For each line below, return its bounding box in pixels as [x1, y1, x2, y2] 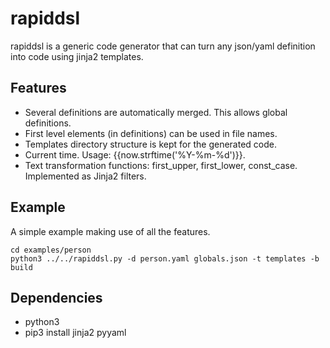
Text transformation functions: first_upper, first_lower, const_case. [24, 159, 298, 171]
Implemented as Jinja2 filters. [24, 170, 147, 182]
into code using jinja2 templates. [10, 50, 144, 62]
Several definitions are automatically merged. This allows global [24, 106, 288, 118]
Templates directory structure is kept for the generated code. [24, 138, 277, 150]
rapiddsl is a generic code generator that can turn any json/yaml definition [10, 40, 316, 52]
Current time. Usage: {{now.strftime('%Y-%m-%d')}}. [24, 148, 246, 161]
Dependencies [10, 289, 103, 306]
